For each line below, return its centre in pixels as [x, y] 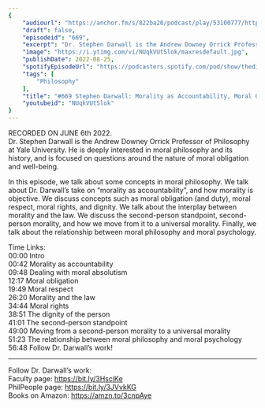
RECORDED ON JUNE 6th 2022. [60, 133]
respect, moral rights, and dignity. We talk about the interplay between [123, 207]
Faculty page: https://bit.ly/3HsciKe [66, 378]
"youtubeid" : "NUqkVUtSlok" [68, 103]
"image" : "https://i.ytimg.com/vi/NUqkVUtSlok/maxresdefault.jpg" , [135, 52]
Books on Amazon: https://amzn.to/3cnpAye [80, 395]
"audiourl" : [42, 23]
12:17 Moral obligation [43, 281]
